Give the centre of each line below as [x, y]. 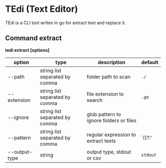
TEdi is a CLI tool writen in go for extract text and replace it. [65, 23]
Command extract [33, 38]
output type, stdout [109, 152]
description [111, 62]
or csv [94, 158]
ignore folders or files [112, 120]
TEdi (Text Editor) [41, 9]
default [150, 62]
